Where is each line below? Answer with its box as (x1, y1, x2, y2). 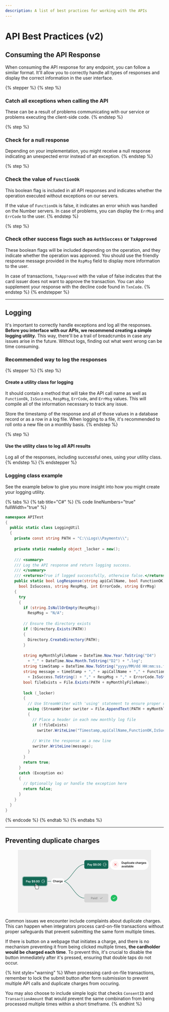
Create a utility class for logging (5, 379, 74, 385)
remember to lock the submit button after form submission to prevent (5, 975, 148, 981)
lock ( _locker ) (23, 691, 55, 696)
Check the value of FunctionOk (5, 176, 80, 183)
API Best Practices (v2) (5, 30, 104, 42)
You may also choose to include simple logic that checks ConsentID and (5, 990, 153, 996)
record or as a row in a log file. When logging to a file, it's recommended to (5, 416, 160, 422)
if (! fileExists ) (32, 722, 69, 727)
